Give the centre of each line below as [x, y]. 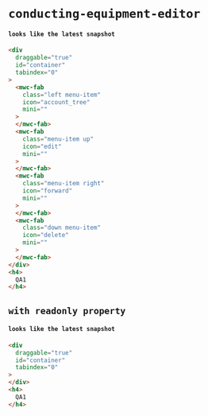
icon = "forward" [48, 191]
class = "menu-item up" [58, 139]
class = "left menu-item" [62, 95]
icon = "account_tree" [56, 102]
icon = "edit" [42, 146]
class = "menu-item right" [64, 184]
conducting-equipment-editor [104, 14]
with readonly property [67, 311]
